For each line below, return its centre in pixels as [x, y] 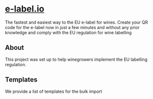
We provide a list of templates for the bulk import [54, 91]
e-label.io [25, 9]
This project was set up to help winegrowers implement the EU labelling [76, 59]
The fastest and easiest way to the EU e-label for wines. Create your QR [76, 22]
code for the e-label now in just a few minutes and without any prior [72, 27]
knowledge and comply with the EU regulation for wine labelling [68, 32]
